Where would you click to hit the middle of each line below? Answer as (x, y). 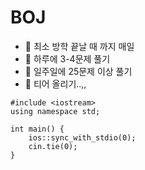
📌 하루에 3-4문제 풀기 (67, 58)
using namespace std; (55, 111)
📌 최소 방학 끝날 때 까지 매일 (79, 46)
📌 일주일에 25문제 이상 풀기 (78, 71)
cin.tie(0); (53, 146)
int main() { (37, 129)
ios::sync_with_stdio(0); (82, 137)
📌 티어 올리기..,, (55, 83)
